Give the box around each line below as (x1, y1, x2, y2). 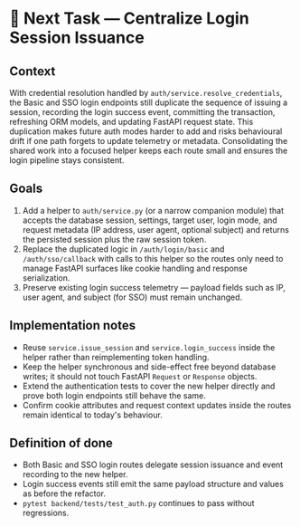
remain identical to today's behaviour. (22, 409, 163, 420)
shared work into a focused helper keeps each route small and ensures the (9, 145, 288, 156)
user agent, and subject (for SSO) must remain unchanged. (22, 292, 243, 302)
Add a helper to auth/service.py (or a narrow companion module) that (22, 205, 285, 216)
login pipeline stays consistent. (9, 155, 125, 166)
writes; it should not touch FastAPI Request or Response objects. (22, 370, 258, 381)
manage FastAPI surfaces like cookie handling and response (22, 263, 248, 273)
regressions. (22, 507, 70, 519)
